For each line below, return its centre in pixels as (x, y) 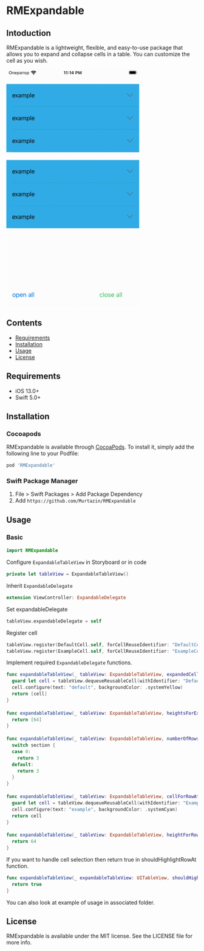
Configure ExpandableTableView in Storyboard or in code (76, 562)
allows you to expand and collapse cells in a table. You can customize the (98, 54)
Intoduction (29, 33)
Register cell (22, 633)
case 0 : (22, 751)
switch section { (34, 745)
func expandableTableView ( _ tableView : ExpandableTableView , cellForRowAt (103, 797)
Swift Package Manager (42, 481)
